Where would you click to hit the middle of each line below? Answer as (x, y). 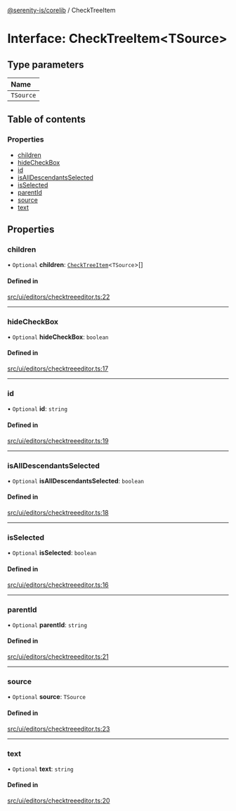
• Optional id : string (38, 409)
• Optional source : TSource (47, 697)
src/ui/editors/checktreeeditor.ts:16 (58, 585)
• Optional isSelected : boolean (52, 553)
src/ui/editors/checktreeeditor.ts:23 (59, 729)
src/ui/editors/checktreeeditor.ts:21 (58, 657)
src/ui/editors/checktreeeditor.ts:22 (59, 297)
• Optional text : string (40, 769)
